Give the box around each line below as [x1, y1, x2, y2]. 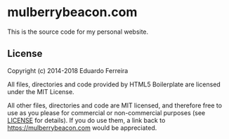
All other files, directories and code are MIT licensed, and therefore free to [7, 101, 223, 110]
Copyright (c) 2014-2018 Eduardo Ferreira [7, 66, 129, 74]
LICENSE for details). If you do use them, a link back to [7, 116, 166, 124]
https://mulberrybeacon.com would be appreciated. [7, 124, 157, 132]
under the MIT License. [7, 87, 75, 95]
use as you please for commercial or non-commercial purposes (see [7, 108, 206, 117]
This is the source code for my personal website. [7, 27, 149, 36]
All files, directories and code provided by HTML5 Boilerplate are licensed [7, 80, 221, 88]
